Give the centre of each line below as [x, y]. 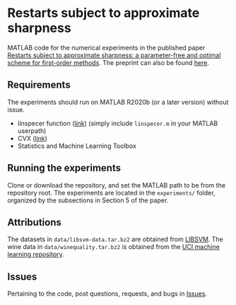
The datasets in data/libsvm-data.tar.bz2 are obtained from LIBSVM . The [116, 239]
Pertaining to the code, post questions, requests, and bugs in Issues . [107, 294]
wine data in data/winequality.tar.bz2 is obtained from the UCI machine [114, 247]
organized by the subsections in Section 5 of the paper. [88, 200]
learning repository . [36, 254]
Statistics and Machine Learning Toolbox [77, 146]
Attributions [35, 222]
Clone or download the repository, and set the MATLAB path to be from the [117, 185]
